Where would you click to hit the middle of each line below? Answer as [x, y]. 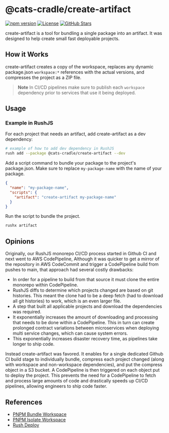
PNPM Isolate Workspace [39, 419]
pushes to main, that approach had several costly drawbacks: [70, 270]
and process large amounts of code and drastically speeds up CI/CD [77, 381]
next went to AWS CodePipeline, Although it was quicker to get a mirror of [82, 259]
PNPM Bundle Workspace [39, 414]
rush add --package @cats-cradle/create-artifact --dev [65, 153]
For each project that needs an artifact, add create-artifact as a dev [75, 134]
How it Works [27, 54]
